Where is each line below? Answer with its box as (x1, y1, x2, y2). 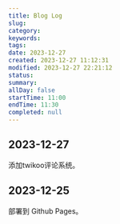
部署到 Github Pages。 (8, 206, 83, 216)
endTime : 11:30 (8, 101, 59, 109)
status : (8, 71, 34, 79)
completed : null (8, 109, 62, 117)
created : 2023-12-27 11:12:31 (8, 57, 110, 65)
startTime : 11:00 (8, 94, 66, 102)
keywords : (8, 34, 42, 42)
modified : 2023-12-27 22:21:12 (8, 64, 113, 72)
